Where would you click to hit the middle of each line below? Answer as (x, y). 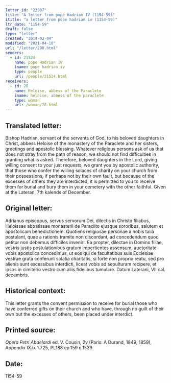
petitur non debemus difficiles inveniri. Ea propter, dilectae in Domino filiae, (84, 242)
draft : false (19, 29)
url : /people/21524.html (41, 77)
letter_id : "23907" (26, 10)
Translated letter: (33, 126)
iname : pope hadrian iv (40, 67)
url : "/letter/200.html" (32, 48)
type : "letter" (21, 34)
